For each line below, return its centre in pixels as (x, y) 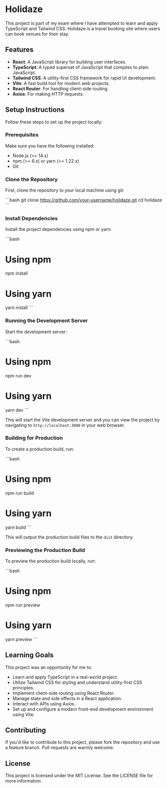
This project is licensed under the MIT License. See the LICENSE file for (79, 775)
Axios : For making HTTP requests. (48, 94)
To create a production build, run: (40, 449)
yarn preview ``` (21, 639)
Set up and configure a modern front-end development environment (83, 709)
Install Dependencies (32, 218)
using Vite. (24, 714)
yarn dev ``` (17, 410)
